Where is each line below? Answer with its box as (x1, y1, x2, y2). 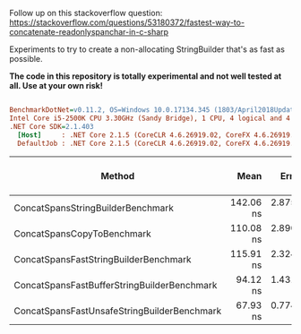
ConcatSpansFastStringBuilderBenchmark (13, 253, 192, 266)
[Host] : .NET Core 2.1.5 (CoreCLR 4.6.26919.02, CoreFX (17, 130, 251, 140)
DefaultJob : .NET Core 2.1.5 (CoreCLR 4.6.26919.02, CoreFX (17, 139, 251, 148)
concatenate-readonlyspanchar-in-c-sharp (9, 27, 168, 37)
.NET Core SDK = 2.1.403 (9, 122, 94, 131)
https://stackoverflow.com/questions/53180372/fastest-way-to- (9, 17, 245, 28)
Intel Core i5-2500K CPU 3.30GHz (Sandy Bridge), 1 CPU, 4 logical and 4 (9, 114, 291, 123)
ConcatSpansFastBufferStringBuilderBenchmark (13, 279, 218, 292)
